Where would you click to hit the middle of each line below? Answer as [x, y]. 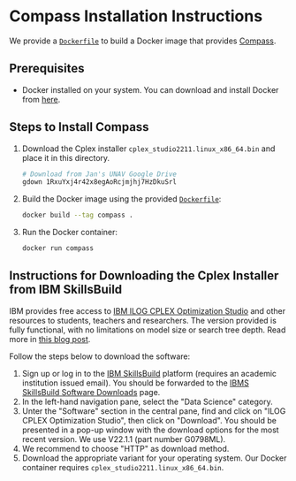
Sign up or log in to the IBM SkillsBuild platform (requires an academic [149, 373]
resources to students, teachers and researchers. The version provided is [143, 320]
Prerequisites [47, 69]
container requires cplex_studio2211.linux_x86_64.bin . [123, 467]
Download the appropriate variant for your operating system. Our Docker [154, 458]
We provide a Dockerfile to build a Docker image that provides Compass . [143, 41]
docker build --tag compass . [78, 215]
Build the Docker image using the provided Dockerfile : [121, 199]
